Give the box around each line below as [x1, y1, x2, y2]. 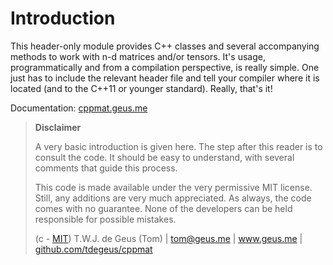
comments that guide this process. [34, 162, 178, 174]
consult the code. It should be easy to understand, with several [34, 151, 295, 163]
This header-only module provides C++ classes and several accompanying [10, 40, 320, 52]
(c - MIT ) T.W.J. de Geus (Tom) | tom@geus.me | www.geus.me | [34, 232, 303, 244]
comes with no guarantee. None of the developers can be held [34, 202, 293, 214]
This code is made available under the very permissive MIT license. [34, 181, 313, 193]
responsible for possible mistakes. [34, 213, 177, 225]
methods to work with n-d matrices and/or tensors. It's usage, [10, 50, 266, 62]
